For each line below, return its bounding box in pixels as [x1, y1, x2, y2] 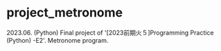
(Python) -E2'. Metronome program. [6, 36, 109, 44]
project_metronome [6, 5, 123, 21]
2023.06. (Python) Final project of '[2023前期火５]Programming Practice [6, 28, 214, 37]
